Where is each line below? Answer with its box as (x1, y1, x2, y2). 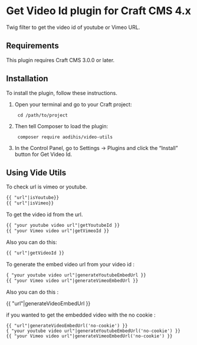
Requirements (6, 41, 59, 51)
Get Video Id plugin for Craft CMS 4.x (6, 4, 192, 18)
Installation (6, 74, 48, 84)
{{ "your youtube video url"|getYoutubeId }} (6, 223, 120, 229)
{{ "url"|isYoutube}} (6, 195, 60, 201)
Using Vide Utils (6, 167, 67, 178)
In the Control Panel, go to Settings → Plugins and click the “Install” (14, 144, 178, 151)
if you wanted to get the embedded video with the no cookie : (6, 311, 156, 318)
